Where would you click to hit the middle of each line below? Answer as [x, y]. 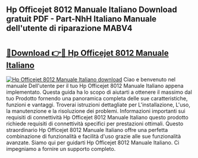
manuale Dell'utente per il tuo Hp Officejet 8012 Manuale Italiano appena [95, 86]
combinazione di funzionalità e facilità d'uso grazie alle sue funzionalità [94, 136]
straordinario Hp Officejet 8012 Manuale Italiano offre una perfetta [87, 130]
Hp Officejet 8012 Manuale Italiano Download [92, 10]
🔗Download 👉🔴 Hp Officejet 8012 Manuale [87, 53]
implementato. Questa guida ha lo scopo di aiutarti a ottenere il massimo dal [99, 92]
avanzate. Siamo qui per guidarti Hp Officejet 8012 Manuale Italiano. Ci [93, 143]
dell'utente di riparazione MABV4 [69, 28]
